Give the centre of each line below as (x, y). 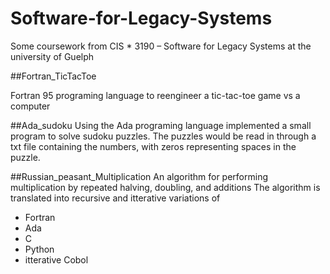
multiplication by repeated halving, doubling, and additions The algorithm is (165, 187)
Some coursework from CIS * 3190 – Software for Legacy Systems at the (161, 46)
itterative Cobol (56, 259)
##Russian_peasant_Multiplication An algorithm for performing (139, 176)
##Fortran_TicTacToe (53, 76)
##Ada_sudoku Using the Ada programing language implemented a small (161, 125)
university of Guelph (52, 56)
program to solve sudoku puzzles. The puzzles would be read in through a (163, 136)
